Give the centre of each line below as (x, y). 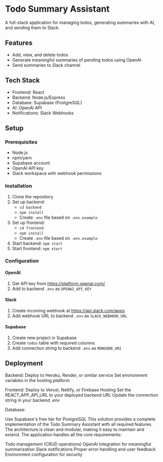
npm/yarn (22, 158)
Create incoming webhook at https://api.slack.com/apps (68, 310)
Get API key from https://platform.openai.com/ (59, 283)
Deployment (24, 363)
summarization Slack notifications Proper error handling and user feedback (80, 449)
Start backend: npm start (37, 243)
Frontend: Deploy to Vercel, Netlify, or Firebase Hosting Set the (68, 390)
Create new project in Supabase (44, 338)
